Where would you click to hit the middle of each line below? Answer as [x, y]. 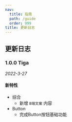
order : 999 [20, 23]
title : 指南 [21, 14]
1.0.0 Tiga [17, 63]
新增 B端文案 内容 [36, 103]
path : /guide [23, 19]
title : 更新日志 [20, 28]
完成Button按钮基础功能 [43, 115]
